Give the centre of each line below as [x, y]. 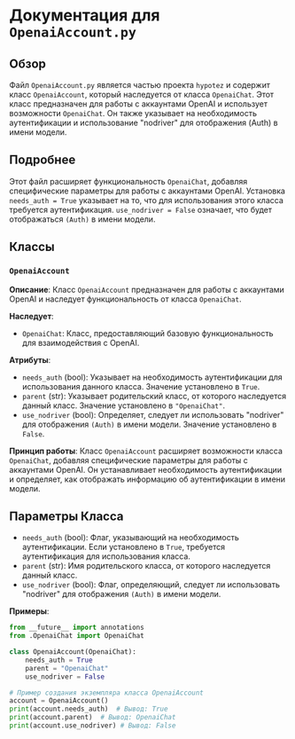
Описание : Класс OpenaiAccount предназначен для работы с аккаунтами [147, 289]
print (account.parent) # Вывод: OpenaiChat [93, 718]
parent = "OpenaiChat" [67, 668]
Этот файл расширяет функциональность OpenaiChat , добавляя [128, 181]
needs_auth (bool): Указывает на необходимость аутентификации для [152, 377]
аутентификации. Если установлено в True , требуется [124, 547]
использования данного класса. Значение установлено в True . [141, 386]
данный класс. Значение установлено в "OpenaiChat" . [124, 405]
